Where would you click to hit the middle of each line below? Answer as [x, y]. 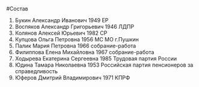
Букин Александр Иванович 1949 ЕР [62, 20]
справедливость [36, 71]
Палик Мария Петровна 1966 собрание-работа [75, 46]
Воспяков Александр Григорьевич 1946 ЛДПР [74, 27]
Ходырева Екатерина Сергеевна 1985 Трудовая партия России [96, 58]
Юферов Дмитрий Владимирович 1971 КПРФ [72, 78]
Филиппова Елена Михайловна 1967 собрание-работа [84, 52]
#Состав [17, 9]
